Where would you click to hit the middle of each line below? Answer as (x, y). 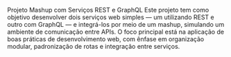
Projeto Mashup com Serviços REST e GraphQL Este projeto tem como (108, 10)
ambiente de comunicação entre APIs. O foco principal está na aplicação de (115, 32)
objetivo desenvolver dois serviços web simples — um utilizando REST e (111, 17)
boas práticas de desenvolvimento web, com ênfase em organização (106, 39)
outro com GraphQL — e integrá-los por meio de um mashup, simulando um (116, 24)
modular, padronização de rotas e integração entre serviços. (94, 46)
